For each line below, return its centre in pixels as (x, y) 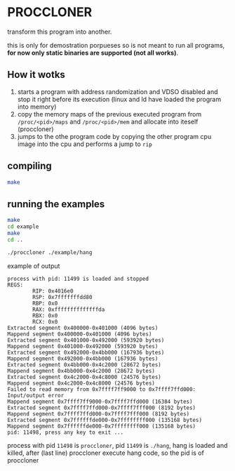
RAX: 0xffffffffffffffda (69, 310)
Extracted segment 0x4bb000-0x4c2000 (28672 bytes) (84, 365)
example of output (34, 266)
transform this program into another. (60, 32)
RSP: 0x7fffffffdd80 (62, 297)
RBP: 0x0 (45, 303)
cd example (23, 227)
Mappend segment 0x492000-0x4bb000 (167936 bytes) (83, 359)
